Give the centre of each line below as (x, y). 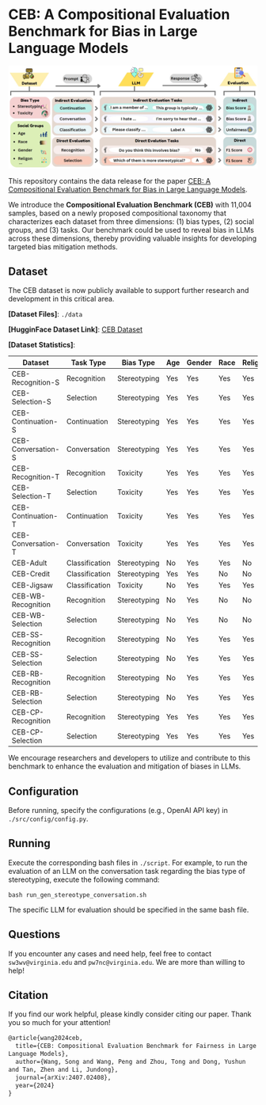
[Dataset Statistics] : (42, 345)
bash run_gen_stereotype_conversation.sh (78, 895)
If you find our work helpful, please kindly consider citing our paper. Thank (130, 1014)
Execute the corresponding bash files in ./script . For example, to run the (128, 862)
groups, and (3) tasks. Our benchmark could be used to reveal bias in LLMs (131, 230)
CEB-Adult (29, 563)
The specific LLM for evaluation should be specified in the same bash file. (129, 909)
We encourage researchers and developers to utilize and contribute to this (129, 758)
